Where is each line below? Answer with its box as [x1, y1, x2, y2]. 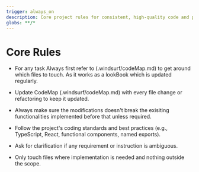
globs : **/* [6, 20, 36, 26]
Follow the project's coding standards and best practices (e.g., [14, 125, 168, 132]
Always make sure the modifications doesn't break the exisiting [14, 107, 170, 114]
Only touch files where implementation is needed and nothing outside [14, 154, 185, 161]
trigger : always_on [6, 8, 54, 15]
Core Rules [6, 45, 61, 59]
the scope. [14, 160, 41, 167]
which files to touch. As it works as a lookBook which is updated [14, 71, 172, 78]
